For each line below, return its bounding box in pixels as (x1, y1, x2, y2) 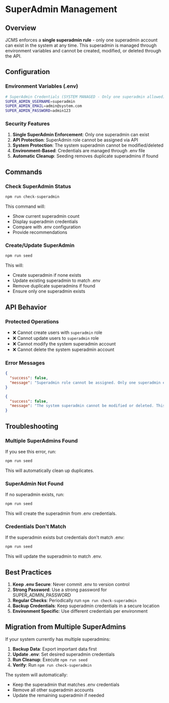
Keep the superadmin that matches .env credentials (12, 681, 120, 687)
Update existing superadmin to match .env (12, 277, 101, 283)
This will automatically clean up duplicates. (5, 467, 95, 474)
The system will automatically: (5, 672, 68, 678)
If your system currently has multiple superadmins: (5, 636, 111, 642)
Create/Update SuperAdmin (5, 242, 74, 249)
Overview (5, 24, 37, 32)
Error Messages (5, 359, 45, 366)
